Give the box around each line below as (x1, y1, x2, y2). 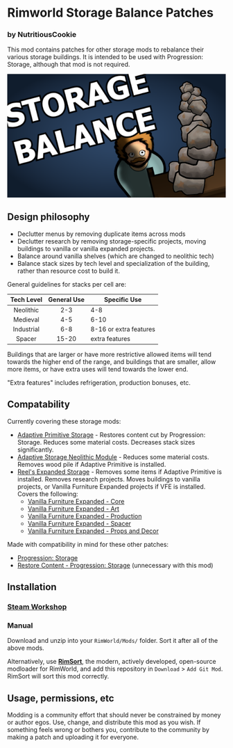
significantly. (17, 445, 54, 454)
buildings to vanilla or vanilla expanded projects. (17, 244, 155, 253)
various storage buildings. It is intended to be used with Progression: (7, 53, 203, 61)
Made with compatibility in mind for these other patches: (7, 540, 169, 548)
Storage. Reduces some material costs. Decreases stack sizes (17, 438, 196, 446)
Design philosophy (7, 211, 90, 223)
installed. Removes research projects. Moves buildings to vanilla (17, 475, 201, 483)
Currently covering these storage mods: (7, 417, 121, 425)
